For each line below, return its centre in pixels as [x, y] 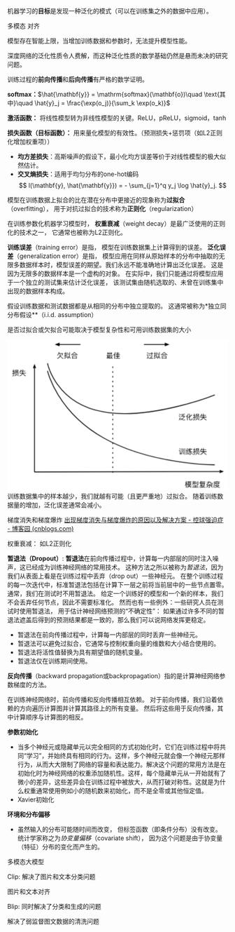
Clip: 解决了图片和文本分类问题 [51, 877]
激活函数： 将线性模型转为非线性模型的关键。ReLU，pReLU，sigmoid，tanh [117, 118]
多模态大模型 [26, 861]
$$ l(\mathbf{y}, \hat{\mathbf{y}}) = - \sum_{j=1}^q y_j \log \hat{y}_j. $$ [123, 185]
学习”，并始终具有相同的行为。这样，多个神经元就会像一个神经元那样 [126, 755]
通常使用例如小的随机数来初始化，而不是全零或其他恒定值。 [122, 790]
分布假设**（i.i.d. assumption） [52, 315]
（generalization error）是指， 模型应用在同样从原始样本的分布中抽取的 [116, 256]
